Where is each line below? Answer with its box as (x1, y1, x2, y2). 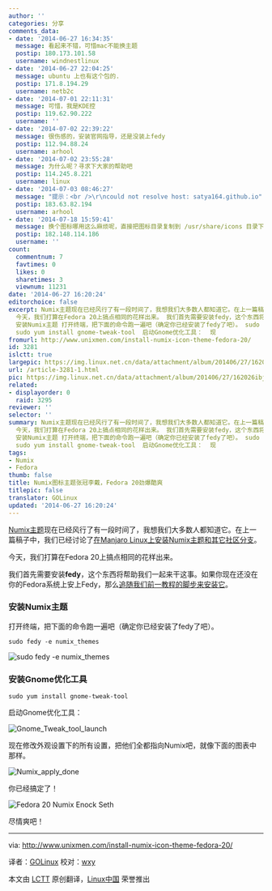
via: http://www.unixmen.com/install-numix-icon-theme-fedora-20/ (8, 840, 233, 850)
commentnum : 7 (15, 253, 63, 261)
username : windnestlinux (15, 58, 100, 66)
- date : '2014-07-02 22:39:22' (8, 125, 114, 133)
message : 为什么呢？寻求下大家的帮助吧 (15, 163, 134, 171)
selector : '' (8, 411, 53, 420)
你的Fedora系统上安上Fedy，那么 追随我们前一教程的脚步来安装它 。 (8, 579, 233, 589)
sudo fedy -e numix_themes (8, 637, 100, 646)
